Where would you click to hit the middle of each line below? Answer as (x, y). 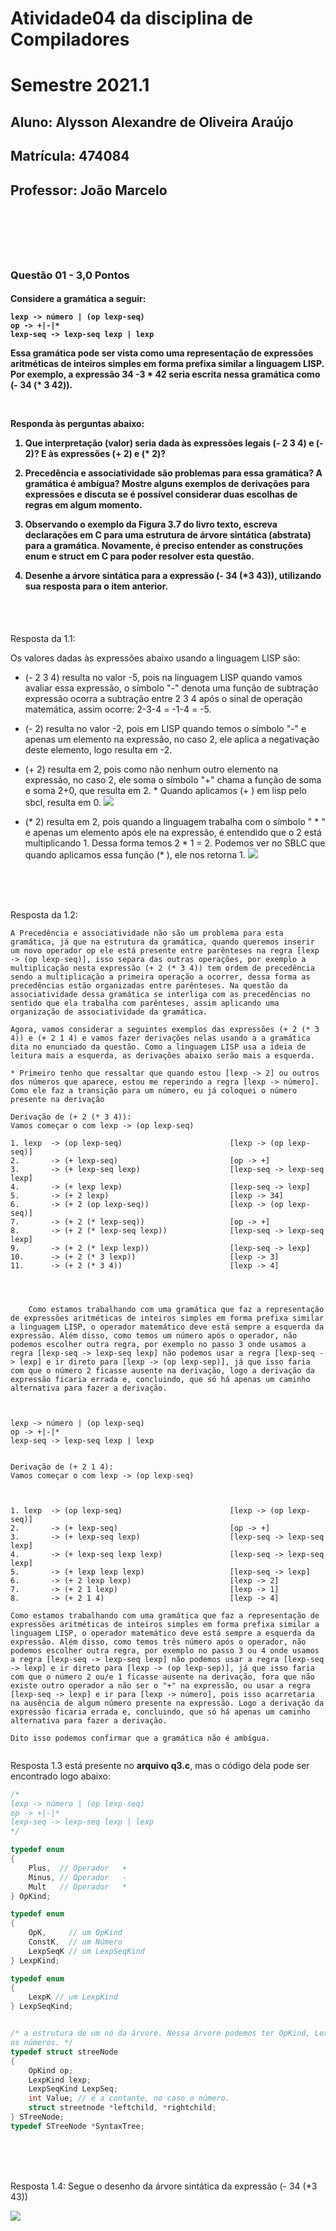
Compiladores (70, 39)
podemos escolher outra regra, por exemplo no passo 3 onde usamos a (158, 1344)
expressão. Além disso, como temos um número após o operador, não (154, 1335)
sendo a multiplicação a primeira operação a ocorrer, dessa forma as (160, 977)
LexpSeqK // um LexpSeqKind (86, 1951)
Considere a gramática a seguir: (78, 299)
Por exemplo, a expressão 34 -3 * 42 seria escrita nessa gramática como (165, 374)
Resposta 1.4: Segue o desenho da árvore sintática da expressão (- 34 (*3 (164, 2186)
